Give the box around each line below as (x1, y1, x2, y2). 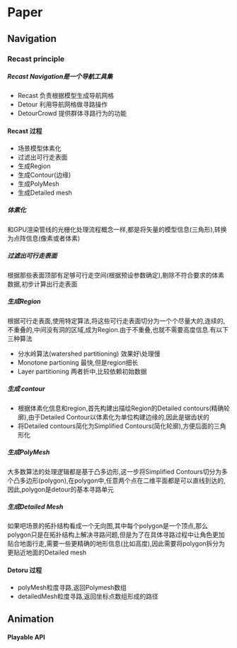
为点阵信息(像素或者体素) (7, 234, 81, 242)
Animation (7, 613, 54, 625)
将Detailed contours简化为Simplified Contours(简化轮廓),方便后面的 (17, 422, 214, 430)
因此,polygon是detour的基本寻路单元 (7, 485, 115, 493)
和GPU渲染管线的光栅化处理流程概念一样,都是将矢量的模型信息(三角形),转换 (7, 225, 228, 234)
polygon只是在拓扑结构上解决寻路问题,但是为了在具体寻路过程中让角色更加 (7, 530, 225, 539)
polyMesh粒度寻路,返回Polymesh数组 (17, 583, 127, 591)
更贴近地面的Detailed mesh (7, 548, 87, 557)
